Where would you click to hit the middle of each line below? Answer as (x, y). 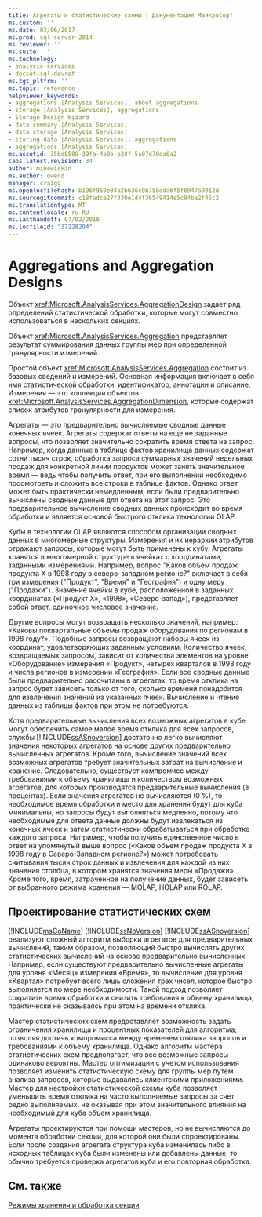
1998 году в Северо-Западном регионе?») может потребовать (113, 854)
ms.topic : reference (42, 88)
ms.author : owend (36, 176)
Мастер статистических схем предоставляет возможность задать (120, 1021)
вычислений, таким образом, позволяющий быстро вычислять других (126, 947)
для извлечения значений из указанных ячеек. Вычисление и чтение (124, 697)
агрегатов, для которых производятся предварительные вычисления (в (129, 787)
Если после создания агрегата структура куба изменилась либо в (120, 1144)
